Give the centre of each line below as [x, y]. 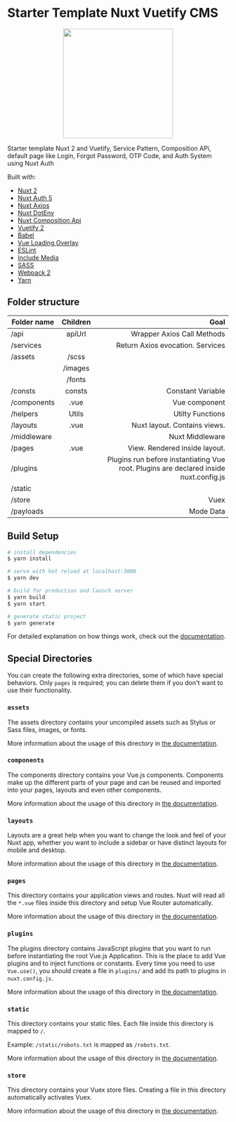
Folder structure [44, 302]
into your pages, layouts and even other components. [84, 790]
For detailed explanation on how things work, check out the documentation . [117, 637]
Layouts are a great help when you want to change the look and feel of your [117, 835]
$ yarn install [29, 559]
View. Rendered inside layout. [176, 448]
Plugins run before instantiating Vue [166, 459]
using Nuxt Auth [31, 163]
